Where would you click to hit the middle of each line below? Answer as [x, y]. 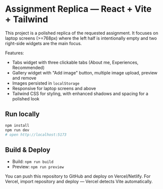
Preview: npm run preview [38, 167]
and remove [24, 78]
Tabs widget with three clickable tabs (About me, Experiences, [75, 62]
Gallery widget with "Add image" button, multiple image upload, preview [85, 72]
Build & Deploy [28, 150]
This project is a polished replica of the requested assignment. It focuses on [81, 33]
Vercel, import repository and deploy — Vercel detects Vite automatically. [79, 182]
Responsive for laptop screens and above [54, 88]
